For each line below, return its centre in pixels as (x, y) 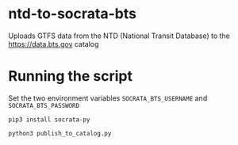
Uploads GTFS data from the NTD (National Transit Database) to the (119, 36)
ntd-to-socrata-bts (73, 14)
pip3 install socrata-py (49, 120)
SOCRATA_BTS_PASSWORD (44, 105)
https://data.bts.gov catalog (54, 44)
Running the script (71, 76)
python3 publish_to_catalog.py (60, 133)
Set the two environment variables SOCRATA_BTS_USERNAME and (108, 98)
